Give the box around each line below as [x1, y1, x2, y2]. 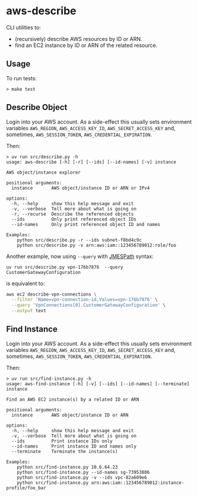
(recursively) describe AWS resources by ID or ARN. [14, 35, 142, 42]
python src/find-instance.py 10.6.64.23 [17, 464, 118, 470]
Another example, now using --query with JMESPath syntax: [6, 253, 154, 260]
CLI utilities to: [6, 24, 42, 31]
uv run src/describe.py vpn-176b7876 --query [6, 264, 123, 270]
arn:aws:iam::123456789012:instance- [91, 480, 185, 486]
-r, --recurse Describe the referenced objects [11, 211, 134, 217]
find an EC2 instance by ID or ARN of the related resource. [14, 42, 158, 49]
